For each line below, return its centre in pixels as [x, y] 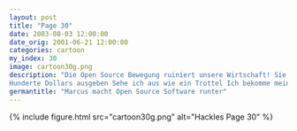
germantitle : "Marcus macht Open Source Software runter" [118, 91]
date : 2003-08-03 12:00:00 [59, 34]
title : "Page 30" [41, 26]
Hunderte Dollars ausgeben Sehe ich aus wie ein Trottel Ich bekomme [140, 83]
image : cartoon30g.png [51, 67]
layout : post [33, 17]
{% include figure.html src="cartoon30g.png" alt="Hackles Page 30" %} [141, 117]
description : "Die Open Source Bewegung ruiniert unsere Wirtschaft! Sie [148, 75]
